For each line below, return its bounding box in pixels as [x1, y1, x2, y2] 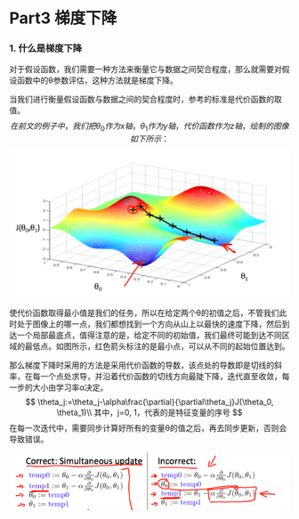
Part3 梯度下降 [9, 8, 117, 28]
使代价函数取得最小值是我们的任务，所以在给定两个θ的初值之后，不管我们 [9, 307, 279, 318]
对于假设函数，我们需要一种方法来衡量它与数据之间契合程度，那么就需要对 [9, 64, 282, 75]
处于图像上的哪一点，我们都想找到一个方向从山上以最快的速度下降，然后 [16, 318, 282, 329]
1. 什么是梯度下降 [9, 42, 83, 54]
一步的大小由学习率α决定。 [9, 382, 109, 393]
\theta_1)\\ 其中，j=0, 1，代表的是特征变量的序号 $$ [56, 407, 243, 418]
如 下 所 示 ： [130, 134, 169, 144]
